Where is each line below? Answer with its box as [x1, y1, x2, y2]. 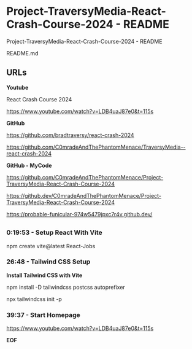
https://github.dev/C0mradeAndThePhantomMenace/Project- [6, 192, 161, 199]
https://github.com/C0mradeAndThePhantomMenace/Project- [6, 173, 164, 181]
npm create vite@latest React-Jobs [6, 242, 96, 249]
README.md [6, 49, 39, 57]
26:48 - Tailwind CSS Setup [6, 257, 91, 266]
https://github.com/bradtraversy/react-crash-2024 [6, 131, 134, 139]
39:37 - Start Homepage [6, 310, 81, 319]
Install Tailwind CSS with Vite [6, 272, 83, 279]
